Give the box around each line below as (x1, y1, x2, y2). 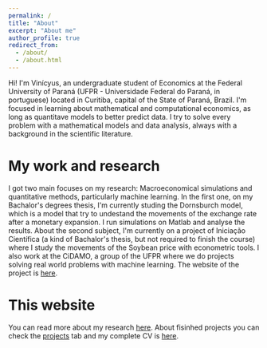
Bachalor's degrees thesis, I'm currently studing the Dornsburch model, (8, 200, 243, 210)
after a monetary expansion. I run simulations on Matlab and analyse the (8, 217, 245, 227)
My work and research (8, 157, 161, 176)
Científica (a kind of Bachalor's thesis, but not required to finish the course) (8, 234, 256, 243)
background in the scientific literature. (8, 129, 133, 138)
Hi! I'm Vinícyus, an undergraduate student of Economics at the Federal (8, 77, 243, 88)
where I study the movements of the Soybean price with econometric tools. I (8, 243, 260, 252)
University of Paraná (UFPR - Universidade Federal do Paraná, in (8, 86, 221, 96)
